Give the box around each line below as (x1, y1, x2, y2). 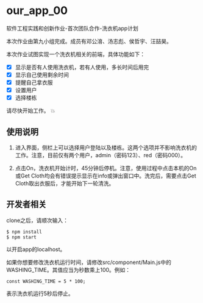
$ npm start (6, 234, 37, 240)
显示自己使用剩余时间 (15, 71, 69, 78)
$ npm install (6, 229, 43, 235)
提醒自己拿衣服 (15, 79, 53, 86)
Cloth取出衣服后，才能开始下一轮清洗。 (15, 180, 115, 187)
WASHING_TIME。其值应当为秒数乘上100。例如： (6, 266, 131, 273)
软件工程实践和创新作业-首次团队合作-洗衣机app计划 (6, 24, 138, 32)
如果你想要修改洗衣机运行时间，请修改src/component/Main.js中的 (6, 258, 172, 266)
